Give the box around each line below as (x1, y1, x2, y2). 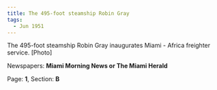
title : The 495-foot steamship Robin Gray (7, 10, 130, 17)
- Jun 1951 (13, 22, 44, 29)
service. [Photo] (7, 48, 53, 57)
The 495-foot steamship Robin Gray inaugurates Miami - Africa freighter (7, 42, 211, 50)
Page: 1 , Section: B (7, 75, 60, 83)
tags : (7, 16, 23, 23)
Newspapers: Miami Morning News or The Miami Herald (7, 62, 169, 70)
